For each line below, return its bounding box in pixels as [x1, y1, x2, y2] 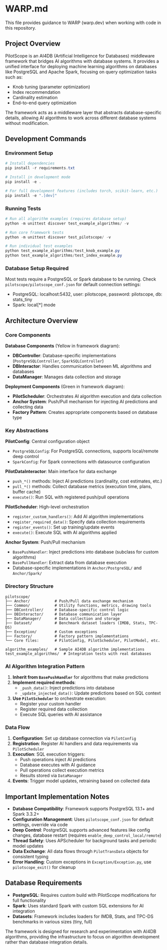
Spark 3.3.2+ [12, 811, 40, 817]
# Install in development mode [5, 175, 71, 180]
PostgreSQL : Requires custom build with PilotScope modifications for [12, 892, 156, 898]
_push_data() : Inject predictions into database [20, 684, 115, 690]
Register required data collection [20, 706, 88, 712]
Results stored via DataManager [20, 773, 83, 779]
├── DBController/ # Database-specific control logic [5, 607, 129, 612]
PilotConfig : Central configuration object [5, 438, 90, 444]
